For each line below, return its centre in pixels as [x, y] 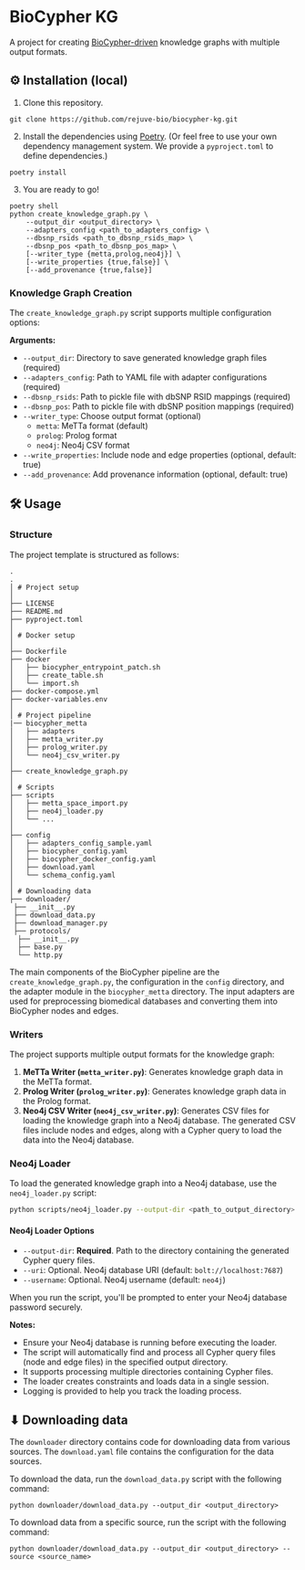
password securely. [46, 1307]
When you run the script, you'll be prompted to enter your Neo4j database [148, 1298]
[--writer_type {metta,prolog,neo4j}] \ [103, 254]
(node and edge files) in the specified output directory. [125, 1362]
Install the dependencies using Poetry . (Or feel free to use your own [150, 136]
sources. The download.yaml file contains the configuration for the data [142, 1452]
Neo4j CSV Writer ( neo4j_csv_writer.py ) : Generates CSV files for [146, 1111]
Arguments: [33, 341]
